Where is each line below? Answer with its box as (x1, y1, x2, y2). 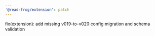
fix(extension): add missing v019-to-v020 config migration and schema (5, 21, 150, 27)
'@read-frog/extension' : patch (5, 7, 70, 12)
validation (5, 26, 25, 32)
